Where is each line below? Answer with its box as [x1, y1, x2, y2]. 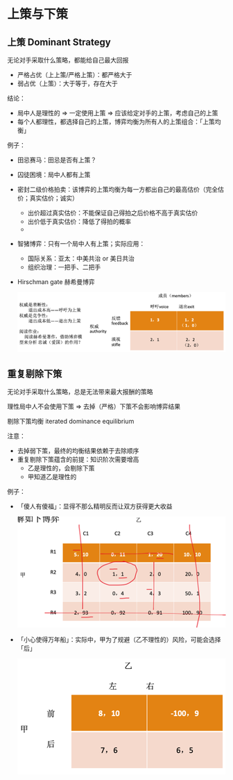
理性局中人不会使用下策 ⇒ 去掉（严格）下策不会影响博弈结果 [7, 402, 181, 410]
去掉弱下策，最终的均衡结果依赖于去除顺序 [17, 447, 139, 455]
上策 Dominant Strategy [7, 36, 111, 48]
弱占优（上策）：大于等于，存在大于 [17, 79, 118, 88]
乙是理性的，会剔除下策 [27, 464, 95, 472]
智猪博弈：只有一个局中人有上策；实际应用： [17, 240, 146, 247]
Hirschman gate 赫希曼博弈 [17, 278, 95, 285]
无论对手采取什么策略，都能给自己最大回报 [7, 56, 129, 64]
